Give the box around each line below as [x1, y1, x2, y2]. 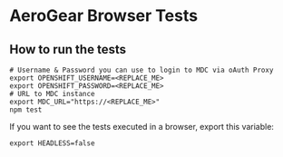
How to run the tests [9, 42, 127, 57]
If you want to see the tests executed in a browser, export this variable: [9, 122, 275, 132]
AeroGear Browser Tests [9, 5, 198, 26]
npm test [9, 105, 43, 114]
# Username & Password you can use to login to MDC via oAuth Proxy [9, 65, 274, 74]
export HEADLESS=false [9, 139, 95, 148]
